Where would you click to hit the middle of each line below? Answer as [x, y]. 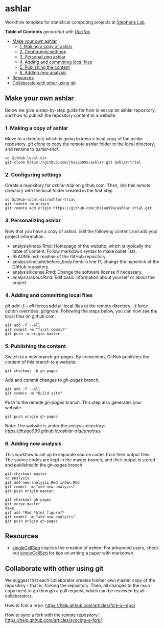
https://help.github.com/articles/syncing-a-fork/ [54, 620]
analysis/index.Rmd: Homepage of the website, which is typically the [82, 246]
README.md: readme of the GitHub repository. [59, 256]
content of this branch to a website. [41, 362]
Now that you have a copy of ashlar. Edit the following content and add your [82, 231]
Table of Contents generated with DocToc [48, 31]
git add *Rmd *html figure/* [35, 512]
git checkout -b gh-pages [31, 371]
